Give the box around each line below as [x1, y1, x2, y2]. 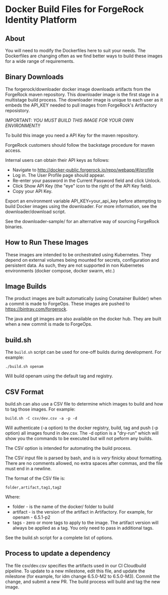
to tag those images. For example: [5, 406, 76, 413]
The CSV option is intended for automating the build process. [5, 445, 132, 451]
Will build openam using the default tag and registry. [5, 373, 113, 379]
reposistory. [5, 107, 30, 114]
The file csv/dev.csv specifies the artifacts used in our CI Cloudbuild [5, 562, 146, 568]
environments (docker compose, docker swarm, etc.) [5, 267, 115, 273]
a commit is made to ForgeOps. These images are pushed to [5, 301, 130, 307]
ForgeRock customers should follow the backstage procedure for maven [5, 142, 155, 148]
